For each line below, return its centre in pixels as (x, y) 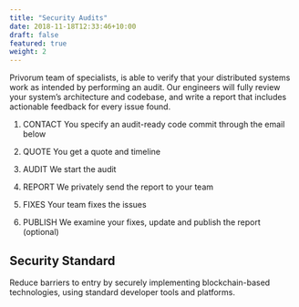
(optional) (41, 232)
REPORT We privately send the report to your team (118, 187)
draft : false (34, 35)
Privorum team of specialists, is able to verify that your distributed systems (150, 77)
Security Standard (62, 261)
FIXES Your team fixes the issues (85, 205)
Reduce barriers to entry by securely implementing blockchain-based (140, 282)
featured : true (38, 43)
